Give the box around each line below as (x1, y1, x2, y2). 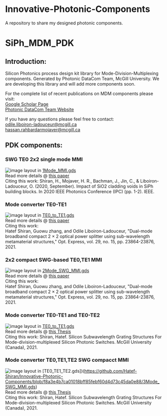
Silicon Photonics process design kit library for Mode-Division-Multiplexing (5, 70, 159, 76)
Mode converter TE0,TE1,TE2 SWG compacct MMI (5, 357, 129, 364)
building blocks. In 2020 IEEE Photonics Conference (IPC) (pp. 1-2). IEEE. (5, 188, 155, 195)
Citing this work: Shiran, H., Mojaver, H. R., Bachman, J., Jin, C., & (5, 178, 139, 184)
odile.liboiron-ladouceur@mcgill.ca (5, 121, 77, 127)
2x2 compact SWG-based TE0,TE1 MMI (5, 256, 102, 263)
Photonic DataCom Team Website (5, 106, 74, 112)
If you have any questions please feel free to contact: (5, 116, 114, 122)
